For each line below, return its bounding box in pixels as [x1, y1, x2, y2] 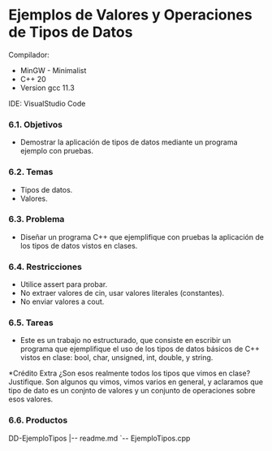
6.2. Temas [8, 167, 54, 178]
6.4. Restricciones [8, 261, 83, 272]
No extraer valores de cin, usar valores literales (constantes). [19, 288, 225, 298]
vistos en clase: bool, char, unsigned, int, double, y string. [19, 353, 214, 362]
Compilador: [8, 50, 50, 59]
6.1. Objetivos [8, 119, 63, 130]
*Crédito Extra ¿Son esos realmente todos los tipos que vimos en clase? [8, 368, 251, 379]
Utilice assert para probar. [19, 280, 108, 289]
